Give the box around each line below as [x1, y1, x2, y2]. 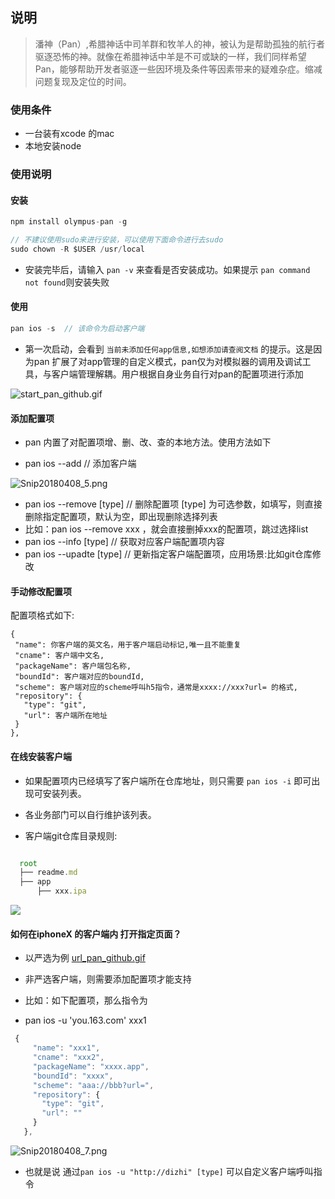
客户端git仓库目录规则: [24, 829, 118, 842]
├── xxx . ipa [36, 886, 87, 897]
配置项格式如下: [10, 609, 75, 622]
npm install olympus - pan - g [10, 217, 128, 227]
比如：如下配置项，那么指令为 [24, 994, 148, 1007]
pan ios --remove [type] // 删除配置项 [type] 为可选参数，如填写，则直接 [24, 498, 323, 510]
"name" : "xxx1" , [32, 1043, 101, 1053]
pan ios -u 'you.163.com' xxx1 [24, 1014, 147, 1027]
